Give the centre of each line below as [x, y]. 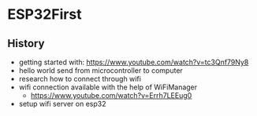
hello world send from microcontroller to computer [101, 71]
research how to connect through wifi [80, 79]
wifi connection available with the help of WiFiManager [108, 87]
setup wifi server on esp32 [62, 104]
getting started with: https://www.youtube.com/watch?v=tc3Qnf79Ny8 [134, 62]
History [26, 43]
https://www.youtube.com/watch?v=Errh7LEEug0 [111, 95]
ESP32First [45, 14]
